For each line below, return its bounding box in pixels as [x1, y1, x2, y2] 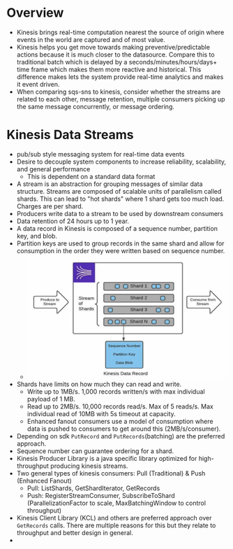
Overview [6, 5, 64, 21]
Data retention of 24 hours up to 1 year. [16, 217, 130, 225]
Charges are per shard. [16, 201, 84, 211]
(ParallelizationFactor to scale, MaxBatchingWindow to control [27, 499, 206, 508]
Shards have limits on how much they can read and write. [16, 380, 182, 389]
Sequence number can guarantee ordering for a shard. [16, 447, 174, 455]
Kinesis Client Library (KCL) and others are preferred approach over [16, 514, 212, 522]
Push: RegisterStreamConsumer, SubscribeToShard [27, 492, 175, 500]
